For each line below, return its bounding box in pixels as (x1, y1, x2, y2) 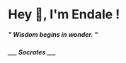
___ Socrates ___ (8, 48, 56, 57)
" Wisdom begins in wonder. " (8, 30, 98, 38)
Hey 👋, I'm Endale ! (8, 6, 120, 23)
